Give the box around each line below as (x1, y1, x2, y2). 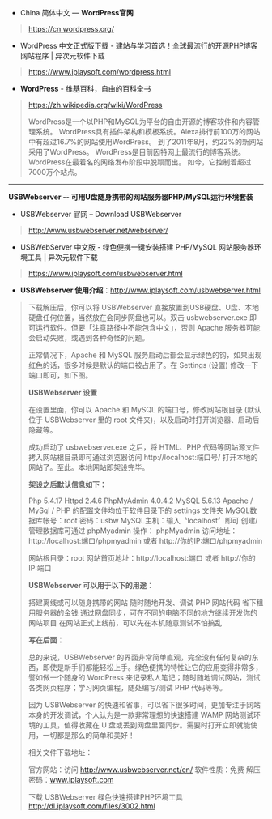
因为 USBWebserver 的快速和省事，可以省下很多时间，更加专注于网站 (28, 700, 261, 710)
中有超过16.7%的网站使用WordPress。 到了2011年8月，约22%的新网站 (28, 137, 264, 147)
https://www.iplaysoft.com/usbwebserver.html (28, 269, 184, 278)
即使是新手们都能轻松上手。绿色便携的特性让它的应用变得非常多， (42, 663, 263, 672)
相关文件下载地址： (28, 748, 93, 757)
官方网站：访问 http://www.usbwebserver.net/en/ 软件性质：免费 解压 (28, 765, 261, 774)
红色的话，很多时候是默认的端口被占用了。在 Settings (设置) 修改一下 (28, 360, 259, 369)
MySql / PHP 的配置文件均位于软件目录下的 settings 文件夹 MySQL (28, 505, 250, 515)
